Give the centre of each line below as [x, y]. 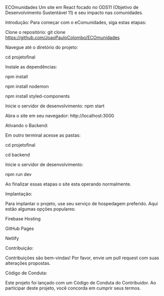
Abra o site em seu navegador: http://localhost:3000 [60, 116]
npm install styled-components [38, 96]
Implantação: [19, 194]
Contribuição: [19, 248]
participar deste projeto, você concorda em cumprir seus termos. [73, 288]
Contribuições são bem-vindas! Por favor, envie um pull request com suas [82, 258]
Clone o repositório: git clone [35, 32]
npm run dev [18, 174]
